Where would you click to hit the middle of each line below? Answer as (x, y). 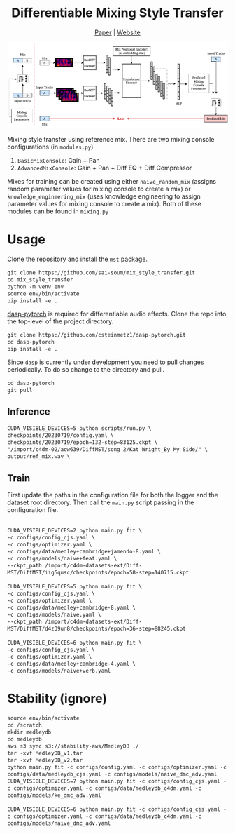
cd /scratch (24, 725)
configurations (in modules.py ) (50, 147)
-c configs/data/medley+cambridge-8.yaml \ (72, 608)
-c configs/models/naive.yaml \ (54, 615)
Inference (29, 412)
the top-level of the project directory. (60, 321)
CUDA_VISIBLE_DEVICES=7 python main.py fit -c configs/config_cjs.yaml (114, 781)
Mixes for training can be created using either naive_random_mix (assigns (112, 181)
